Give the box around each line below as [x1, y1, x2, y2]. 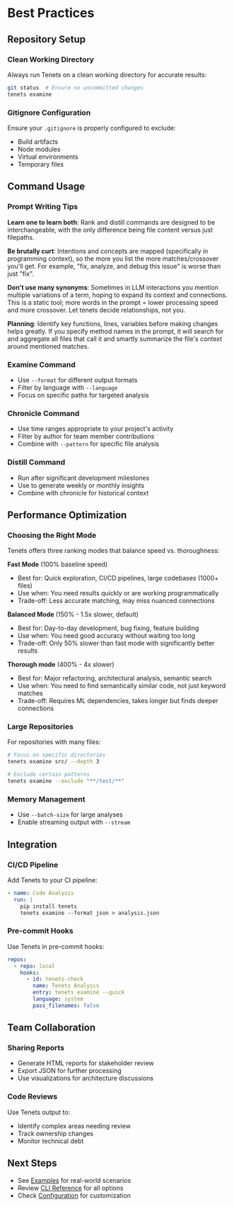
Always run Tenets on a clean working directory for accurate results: [7, 70, 207, 79]
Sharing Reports [7, 1043, 65, 1053]
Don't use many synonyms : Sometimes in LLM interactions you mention [7, 283, 219, 291]
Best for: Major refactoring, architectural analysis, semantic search [17, 674, 212, 683]
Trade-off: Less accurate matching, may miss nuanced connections [17, 597, 215, 605]
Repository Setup [7, 33, 86, 45]
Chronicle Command [7, 408, 80, 418]
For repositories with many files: [7, 738, 101, 746]
